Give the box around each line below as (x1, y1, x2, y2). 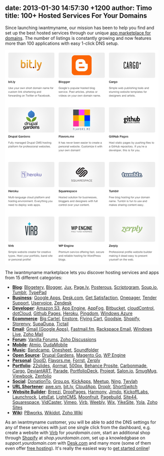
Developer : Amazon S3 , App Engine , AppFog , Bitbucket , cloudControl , (12, 305, 155, 311)
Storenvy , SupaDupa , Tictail (12, 321, 69, 327)
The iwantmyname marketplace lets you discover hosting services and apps (5, 269, 159, 275)
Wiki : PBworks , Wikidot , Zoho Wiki (12, 409, 83, 415)
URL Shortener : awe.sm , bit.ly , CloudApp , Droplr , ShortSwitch (12, 383, 137, 389)
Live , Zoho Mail (12, 331, 43, 337)
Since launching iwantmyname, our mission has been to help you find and (5, 25, 155, 30)
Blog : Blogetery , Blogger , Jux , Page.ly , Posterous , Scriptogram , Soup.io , (12, 284, 158, 290)
